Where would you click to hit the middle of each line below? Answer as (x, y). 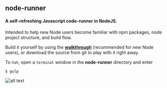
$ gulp (12, 71)
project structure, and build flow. (39, 37)
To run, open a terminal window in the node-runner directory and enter (79, 62)
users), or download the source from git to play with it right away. (72, 52)
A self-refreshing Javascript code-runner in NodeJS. (61, 21)
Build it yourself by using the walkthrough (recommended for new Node (79, 47)
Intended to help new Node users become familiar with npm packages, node (84, 32)
